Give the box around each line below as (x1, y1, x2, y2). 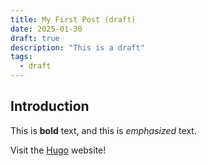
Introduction (10, 98, 90, 115)
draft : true (10, 33, 60, 43)
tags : (10, 52, 33, 62)
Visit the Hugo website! (10, 144, 107, 156)
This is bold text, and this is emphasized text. (10, 124, 197, 136)
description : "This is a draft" (10, 42, 145, 53)
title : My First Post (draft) (10, 14, 137, 25)
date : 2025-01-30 (10, 24, 83, 34)
